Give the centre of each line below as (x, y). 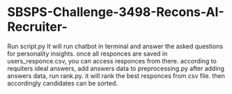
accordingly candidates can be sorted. (63, 83)
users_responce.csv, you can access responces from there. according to (112, 61)
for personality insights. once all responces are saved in (87, 54)
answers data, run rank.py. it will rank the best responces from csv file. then (116, 76)
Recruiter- (37, 27)
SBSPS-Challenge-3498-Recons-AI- (116, 12)
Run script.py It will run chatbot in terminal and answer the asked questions (115, 46)
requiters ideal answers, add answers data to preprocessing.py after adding (116, 68)
